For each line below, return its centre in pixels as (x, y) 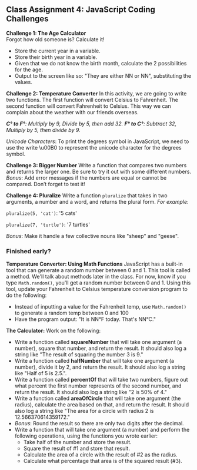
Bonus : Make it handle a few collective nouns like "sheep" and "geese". (93, 236)
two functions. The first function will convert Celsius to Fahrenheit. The (92, 100)
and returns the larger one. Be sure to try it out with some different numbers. (99, 171)
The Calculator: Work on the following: (54, 331)
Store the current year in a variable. (58, 51)
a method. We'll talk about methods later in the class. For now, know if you (96, 277)
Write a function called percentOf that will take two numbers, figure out (101, 380)
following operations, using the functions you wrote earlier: (86, 436)
